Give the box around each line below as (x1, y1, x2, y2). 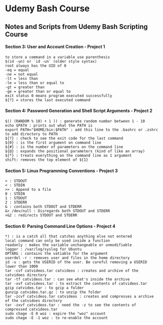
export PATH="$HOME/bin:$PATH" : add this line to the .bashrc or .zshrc (5, 127, 159, 132)
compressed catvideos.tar (5, 307, 58, 312)
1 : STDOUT (5, 196, 27, 201)
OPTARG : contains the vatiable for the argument (5, 251, 108, 256)
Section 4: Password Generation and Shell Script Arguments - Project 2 (5, 108, 153, 114)
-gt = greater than (5, 84, 45, 90)
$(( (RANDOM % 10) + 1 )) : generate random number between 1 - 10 (5, 119, 145, 124)
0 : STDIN (5, 192, 25, 197)
